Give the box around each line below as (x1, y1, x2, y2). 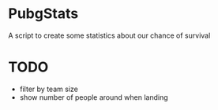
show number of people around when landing (19, 92, 168, 102)
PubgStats (8, 5, 79, 23)
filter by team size (19, 84, 79, 93)
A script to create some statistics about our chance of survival (8, 31, 211, 40)
